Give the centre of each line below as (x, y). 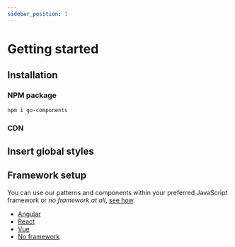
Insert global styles (51, 151)
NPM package (32, 95)
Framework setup (47, 176)
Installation (33, 75)
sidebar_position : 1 (38, 14)
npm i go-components (38, 110)
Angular (29, 214)
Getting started (53, 49)
